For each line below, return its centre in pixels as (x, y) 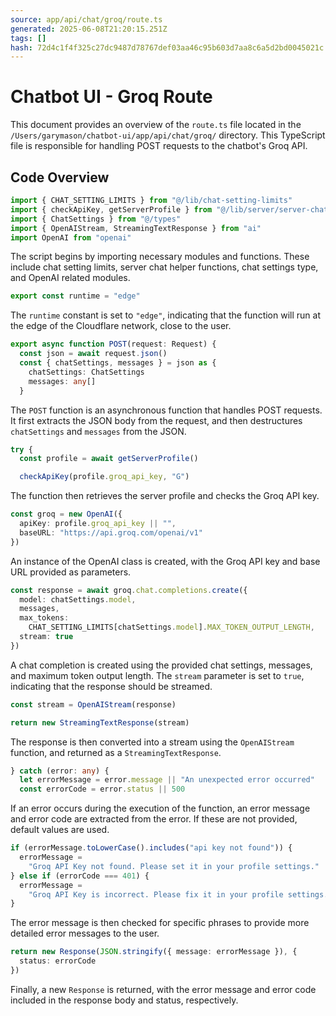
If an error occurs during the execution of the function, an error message (160, 808)
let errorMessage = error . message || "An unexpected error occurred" (167, 780)
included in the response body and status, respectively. (124, 1000)
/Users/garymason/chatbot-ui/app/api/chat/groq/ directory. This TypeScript (168, 135)
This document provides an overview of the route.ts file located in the (156, 125)
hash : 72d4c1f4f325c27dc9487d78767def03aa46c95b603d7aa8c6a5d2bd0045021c (167, 47)
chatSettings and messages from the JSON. (98, 431)
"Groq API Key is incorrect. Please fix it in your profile (156, 894)
